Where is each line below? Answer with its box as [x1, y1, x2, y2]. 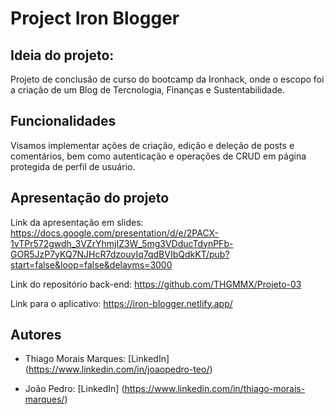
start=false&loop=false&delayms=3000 [10, 258, 173, 271]
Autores [10, 327, 62, 344]
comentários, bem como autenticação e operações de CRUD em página [10, 150, 307, 162]
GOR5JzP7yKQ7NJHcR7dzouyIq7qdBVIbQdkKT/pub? [10, 248, 230, 260]
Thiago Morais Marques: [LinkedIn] [24, 353, 170, 365]
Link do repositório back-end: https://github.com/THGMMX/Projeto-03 [10, 278, 302, 290]
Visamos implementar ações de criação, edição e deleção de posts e [10, 139, 295, 151]
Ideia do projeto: [10, 47, 115, 64]
